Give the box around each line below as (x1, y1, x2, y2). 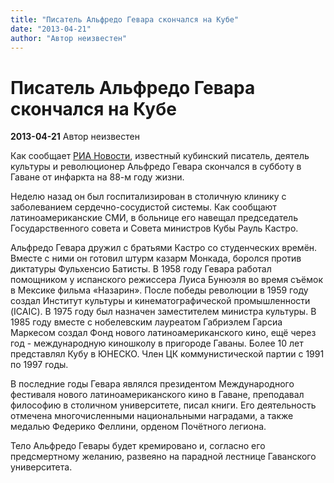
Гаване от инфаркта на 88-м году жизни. (10, 171, 185, 183)
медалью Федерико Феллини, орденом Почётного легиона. (10, 421, 267, 433)
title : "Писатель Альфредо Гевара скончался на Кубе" (10, 14, 240, 25)
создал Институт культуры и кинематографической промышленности (10, 295, 311, 307)
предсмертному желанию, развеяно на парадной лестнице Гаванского (10, 451, 317, 463)
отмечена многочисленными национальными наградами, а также (10, 410, 294, 422)
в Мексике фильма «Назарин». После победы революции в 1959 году (10, 284, 309, 296)
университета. (10, 461, 73, 473)
